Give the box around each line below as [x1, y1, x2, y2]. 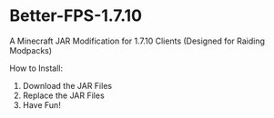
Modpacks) [9, 44, 53, 55]
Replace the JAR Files [22, 90, 105, 101]
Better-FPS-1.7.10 [9, 5, 143, 26]
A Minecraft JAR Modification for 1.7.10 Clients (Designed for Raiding [9, 35, 266, 46]
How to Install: [9, 63, 64, 74]
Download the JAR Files [22, 80, 112, 91]
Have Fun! [22, 99, 61, 110]
